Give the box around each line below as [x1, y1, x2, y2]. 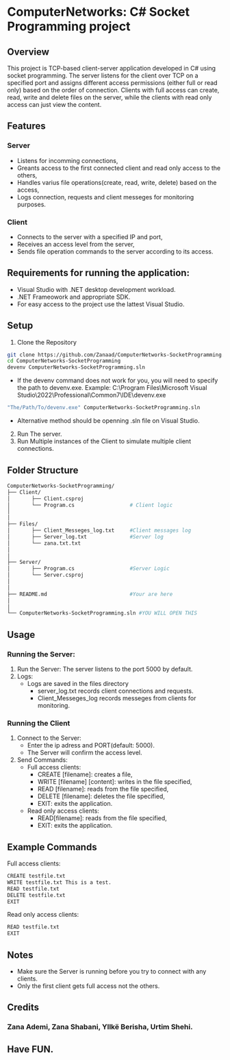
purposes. [16, 200, 47, 208]
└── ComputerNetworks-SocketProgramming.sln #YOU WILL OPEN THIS [7, 610, 197, 617]
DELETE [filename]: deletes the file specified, [37, 792, 166, 800]
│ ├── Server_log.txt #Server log [7, 533, 164, 540]
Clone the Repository [16, 338, 77, 346]
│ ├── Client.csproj [7, 495, 84, 502]
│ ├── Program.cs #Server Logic [7, 565, 170, 572]
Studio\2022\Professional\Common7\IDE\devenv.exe [16, 391, 166, 399]
